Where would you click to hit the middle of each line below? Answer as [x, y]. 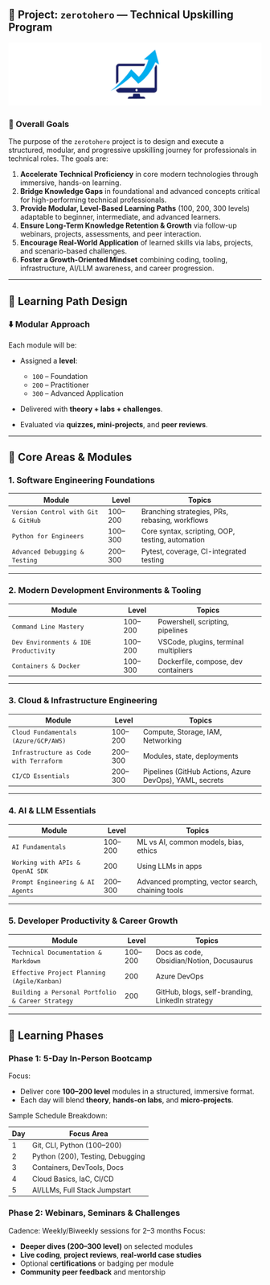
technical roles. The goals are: [58, 159]
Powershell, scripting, [193, 622]
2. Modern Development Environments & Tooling [105, 591]
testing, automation [173, 540]
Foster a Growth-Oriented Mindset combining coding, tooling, [124, 260]
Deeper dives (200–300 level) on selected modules [106, 1246]
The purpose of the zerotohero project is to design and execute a [116, 142]
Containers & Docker [46, 666]
